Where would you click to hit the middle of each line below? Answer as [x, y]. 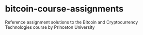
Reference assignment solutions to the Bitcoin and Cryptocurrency [71, 22]
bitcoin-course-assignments [64, 9]
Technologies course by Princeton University [50, 27]
